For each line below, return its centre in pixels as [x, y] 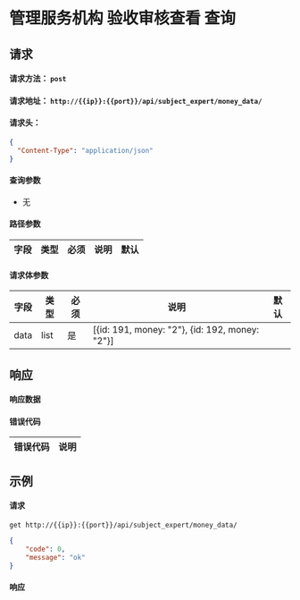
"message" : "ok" [56, 557]
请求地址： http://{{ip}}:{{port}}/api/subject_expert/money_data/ [136, 100]
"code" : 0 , [46, 549]
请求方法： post [38, 79]
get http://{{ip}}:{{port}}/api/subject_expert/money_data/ [124, 525]
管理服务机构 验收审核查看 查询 [123, 18]
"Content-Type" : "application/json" [85, 150]
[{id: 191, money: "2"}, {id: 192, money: [176, 330]
